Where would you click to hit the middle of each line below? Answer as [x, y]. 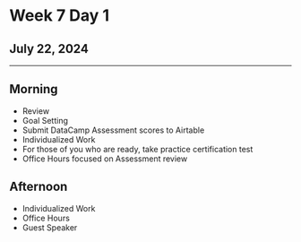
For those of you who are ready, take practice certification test [138, 149]
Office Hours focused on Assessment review [105, 159]
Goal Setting [45, 120]
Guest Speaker [50, 227]
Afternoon [39, 187]
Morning [34, 89]
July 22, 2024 [49, 49]
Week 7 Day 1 [60, 16]
